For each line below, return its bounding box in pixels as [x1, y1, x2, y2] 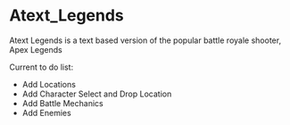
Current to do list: [9, 62, 74, 72]
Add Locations [21, 79, 76, 89]
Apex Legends [9, 44, 62, 54]
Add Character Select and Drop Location [21, 88, 172, 99]
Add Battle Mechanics [21, 97, 104, 108]
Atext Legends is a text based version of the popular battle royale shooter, [9, 35, 282, 46]
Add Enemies [21, 107, 71, 118]
